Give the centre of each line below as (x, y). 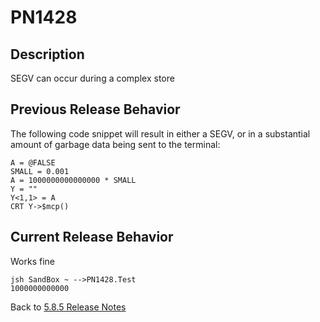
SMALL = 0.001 (40, 171)
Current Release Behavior (92, 237)
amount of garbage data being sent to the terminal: (115, 144)
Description (47, 54)
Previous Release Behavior (95, 109)
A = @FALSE (33, 162)
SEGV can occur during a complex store (92, 78)
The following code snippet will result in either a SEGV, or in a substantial (160, 133)
